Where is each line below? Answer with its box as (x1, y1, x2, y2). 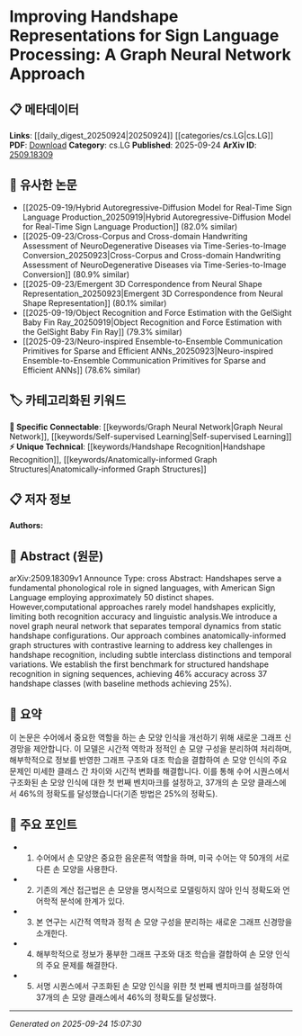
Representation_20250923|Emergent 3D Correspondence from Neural (22, 288, 283, 299)
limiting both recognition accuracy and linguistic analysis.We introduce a (9, 611, 278, 622)
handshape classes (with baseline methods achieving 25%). (9, 678, 232, 689)
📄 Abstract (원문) (9, 548, 104, 563)
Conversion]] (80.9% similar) (22, 268, 130, 280)
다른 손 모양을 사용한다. (35, 863, 119, 874)
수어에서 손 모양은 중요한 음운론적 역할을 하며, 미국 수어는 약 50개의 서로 (35, 852, 290, 863)
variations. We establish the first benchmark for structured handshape (9, 659, 270, 670)
